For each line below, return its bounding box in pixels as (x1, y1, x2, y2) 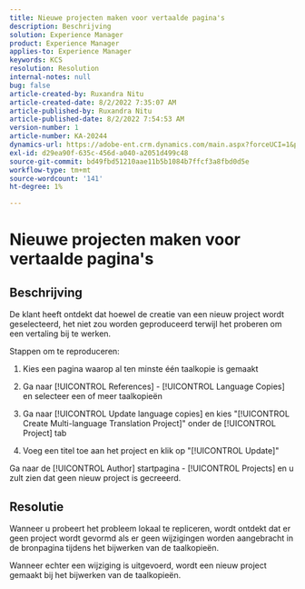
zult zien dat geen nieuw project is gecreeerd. (9, 473, 182, 484)
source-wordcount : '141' (9, 174, 103, 183)
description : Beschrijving (9, 22, 112, 31)
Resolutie (9, 499, 64, 514)
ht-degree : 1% (9, 183, 64, 192)
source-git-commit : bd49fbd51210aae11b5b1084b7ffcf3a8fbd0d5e (9, 156, 250, 166)
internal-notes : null (9, 73, 92, 82)
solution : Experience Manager (9, 30, 124, 39)
